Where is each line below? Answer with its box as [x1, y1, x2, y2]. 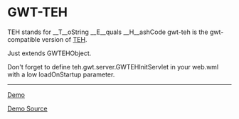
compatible [7, 35, 41, 43]
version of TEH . [41, 35, 87, 43]
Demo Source [7, 104, 48, 113]
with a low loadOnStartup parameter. [7, 70, 115, 79]
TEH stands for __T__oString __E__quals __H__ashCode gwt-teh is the [7, 28, 208, 36]
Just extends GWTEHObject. [7, 49, 92, 57]
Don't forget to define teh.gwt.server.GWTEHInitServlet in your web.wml [7, 62, 219, 71]
